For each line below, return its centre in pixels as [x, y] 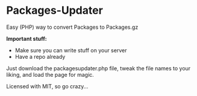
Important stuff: [27, 38]
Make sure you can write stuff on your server [71, 50]
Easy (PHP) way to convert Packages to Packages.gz [72, 27]
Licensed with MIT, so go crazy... [47, 86]
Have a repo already [40, 56]
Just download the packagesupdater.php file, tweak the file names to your [98, 68]
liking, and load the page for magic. [50, 74]
